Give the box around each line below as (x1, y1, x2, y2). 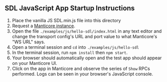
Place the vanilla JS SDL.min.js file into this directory (12, 17, 121, 23)
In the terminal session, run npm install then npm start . (12, 49, 128, 55)
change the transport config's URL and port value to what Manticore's (12, 33, 157, 39)
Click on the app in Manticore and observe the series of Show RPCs (12, 65, 150, 71)
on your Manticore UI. (12, 60, 57, 66)
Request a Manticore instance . (12, 23, 75, 29)
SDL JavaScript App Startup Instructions (5, 4, 135, 13)
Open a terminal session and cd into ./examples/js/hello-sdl (12, 44, 139, 50)
